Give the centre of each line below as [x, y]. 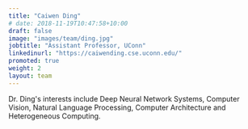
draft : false [30, 31]
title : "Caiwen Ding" [45, 16]
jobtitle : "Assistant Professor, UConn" [78, 46]
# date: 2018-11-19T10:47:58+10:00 [68, 23]
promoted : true [34, 61]
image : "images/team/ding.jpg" [61, 38]
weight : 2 [25, 69]
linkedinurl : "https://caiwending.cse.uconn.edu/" [95, 53]
